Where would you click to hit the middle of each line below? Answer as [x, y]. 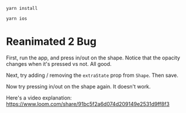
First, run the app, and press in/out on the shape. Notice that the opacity [93, 58]
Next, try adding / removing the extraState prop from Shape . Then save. [92, 75]
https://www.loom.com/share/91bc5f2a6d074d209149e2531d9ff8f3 [88, 104]
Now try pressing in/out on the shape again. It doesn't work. [78, 86]
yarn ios [17, 19]
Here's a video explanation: [39, 98]
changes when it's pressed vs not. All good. [59, 63]
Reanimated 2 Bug [51, 42]
